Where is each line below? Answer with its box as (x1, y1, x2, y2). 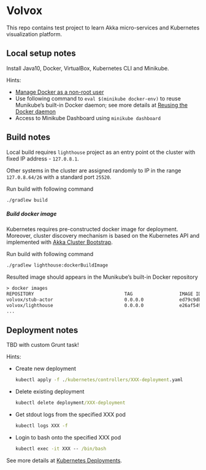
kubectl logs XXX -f (15, 423, 68, 429)
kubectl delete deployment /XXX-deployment (15, 400, 126, 406)
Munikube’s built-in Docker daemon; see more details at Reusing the (15, 101, 188, 108)
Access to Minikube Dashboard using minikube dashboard (15, 114, 161, 121)
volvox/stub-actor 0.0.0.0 (6, 297, 144, 303)
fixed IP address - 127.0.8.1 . (6, 154, 79, 162)
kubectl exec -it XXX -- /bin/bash (15, 445, 107, 452)
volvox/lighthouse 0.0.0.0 (6, 302, 144, 308)
